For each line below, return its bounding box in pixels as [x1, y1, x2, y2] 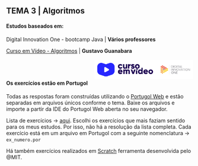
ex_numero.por [6, 137, 41, 143]
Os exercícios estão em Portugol [6, 79, 88, 87]
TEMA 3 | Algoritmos [6, 6, 85, 16]
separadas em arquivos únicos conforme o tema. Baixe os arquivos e [6, 99, 175, 106]
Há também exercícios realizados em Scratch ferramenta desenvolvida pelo [6, 147, 191, 154]
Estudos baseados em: [6, 22, 64, 30]
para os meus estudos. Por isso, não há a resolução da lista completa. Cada [6, 123, 191, 130]
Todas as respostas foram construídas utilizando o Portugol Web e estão [6, 92, 184, 100]
